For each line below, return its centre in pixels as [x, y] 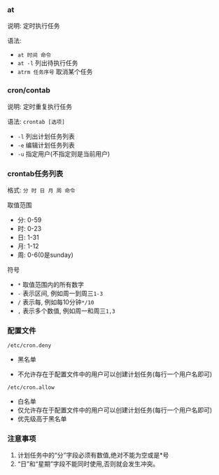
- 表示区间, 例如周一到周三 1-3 [60, 293]
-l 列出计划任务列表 [46, 136]
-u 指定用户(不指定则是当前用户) [64, 154]
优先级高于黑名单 [42, 419]
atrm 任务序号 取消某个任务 [55, 72]
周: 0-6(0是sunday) [45, 255]
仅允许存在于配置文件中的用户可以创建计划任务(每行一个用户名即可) [115, 410]
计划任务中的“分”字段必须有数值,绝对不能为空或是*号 [93, 455]
